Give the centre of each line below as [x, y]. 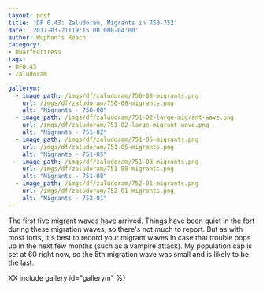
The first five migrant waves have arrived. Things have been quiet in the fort [131, 221]
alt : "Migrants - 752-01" [65, 198]
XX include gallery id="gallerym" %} [67, 277]
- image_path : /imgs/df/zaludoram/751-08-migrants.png [107, 162]
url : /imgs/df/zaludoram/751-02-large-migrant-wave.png [116, 125]
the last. [21, 262]
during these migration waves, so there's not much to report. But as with [126, 229]
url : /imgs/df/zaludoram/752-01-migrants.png [98, 191]
